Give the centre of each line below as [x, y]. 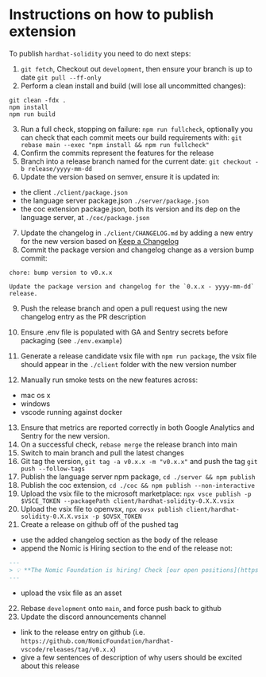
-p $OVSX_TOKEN [117, 516]
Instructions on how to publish [111, 15]
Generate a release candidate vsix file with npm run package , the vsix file [139, 356]
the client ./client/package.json [74, 191]
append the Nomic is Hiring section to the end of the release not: [127, 548]
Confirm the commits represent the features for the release [117, 153]
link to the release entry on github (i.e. [83, 632]
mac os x [35, 395]
